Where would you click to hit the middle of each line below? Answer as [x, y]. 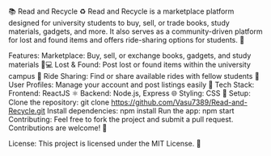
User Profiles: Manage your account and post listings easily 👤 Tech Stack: [131, 84]
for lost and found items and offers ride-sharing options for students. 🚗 [127, 40]
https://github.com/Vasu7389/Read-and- [180, 102]
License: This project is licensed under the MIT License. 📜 [105, 144]
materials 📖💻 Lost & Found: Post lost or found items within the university [129, 64]
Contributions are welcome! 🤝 [58, 128]
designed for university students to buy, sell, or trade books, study [119, 23]
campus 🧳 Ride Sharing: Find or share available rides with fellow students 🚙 [134, 76]
